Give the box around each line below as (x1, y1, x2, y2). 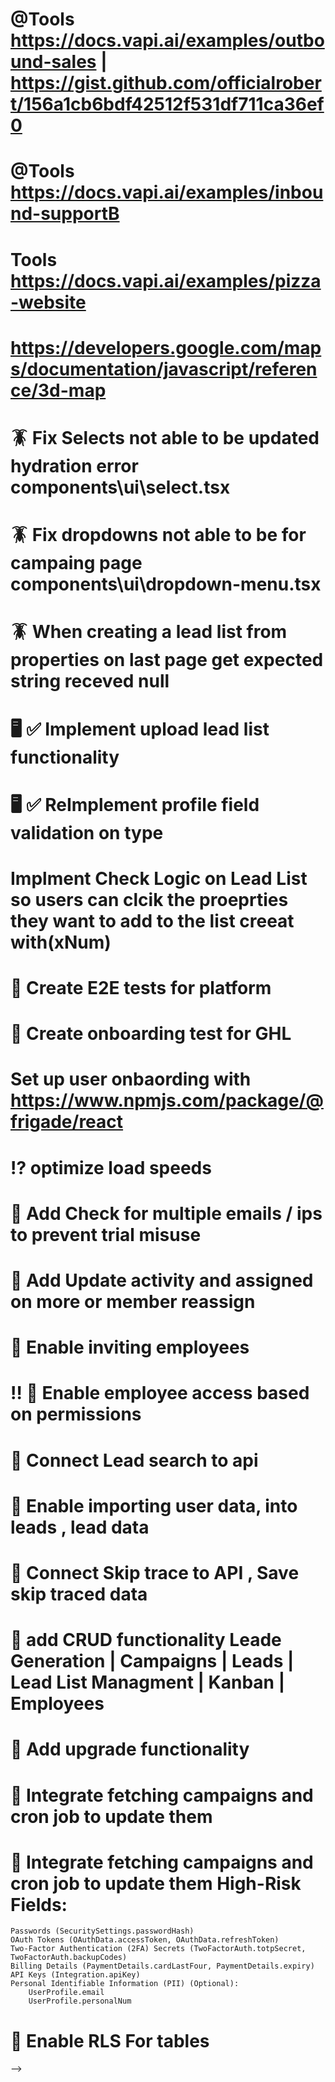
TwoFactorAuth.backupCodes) (10, 1953, 128, 1963)
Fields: (10, 1893, 68, 1916)
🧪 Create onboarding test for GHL (10, 1023, 292, 1045)
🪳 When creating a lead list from (10, 621, 288, 643)
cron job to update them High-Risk (10, 1872, 302, 1895)
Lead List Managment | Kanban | (10, 1671, 286, 1694)
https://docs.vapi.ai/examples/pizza (10, 269, 322, 292)
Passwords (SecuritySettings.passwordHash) (10, 1926, 195, 1937)
